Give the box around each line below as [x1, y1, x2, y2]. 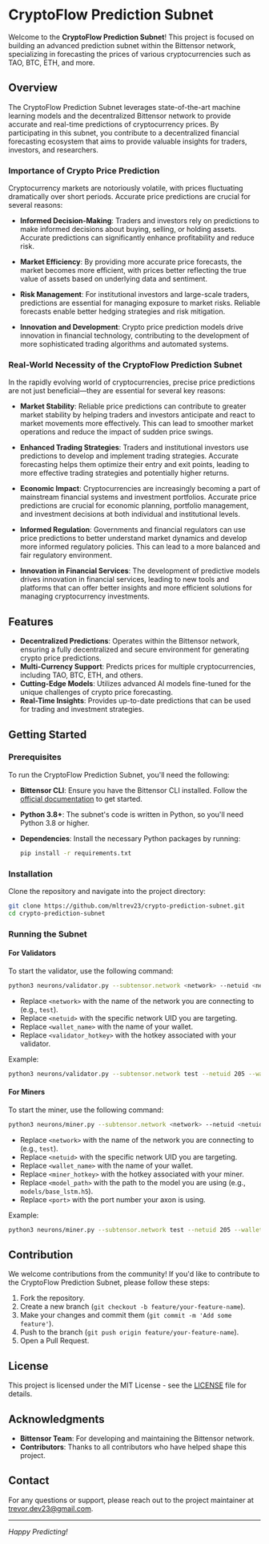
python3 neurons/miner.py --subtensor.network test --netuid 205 [8, 1225, 231, 1233]
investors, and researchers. [8, 144, 98, 154]
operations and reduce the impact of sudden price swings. [19, 427, 214, 437]
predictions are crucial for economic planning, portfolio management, [19, 501, 249, 510]
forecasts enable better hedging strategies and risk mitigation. [19, 307, 226, 316]
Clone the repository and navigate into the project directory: [8, 887, 207, 896]
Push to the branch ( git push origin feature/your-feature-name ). [19, 1327, 239, 1337]
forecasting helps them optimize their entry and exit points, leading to [19, 460, 250, 469]
